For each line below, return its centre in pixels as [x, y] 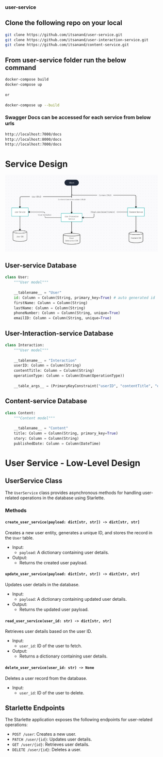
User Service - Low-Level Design [73, 463]
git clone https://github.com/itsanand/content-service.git [67, 45]
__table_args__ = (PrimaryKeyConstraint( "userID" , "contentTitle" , [83, 386]
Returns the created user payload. [53, 562]
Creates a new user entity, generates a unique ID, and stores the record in [79, 532]
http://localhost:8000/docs [33, 139]
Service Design [36, 164]
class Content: [20, 413]
